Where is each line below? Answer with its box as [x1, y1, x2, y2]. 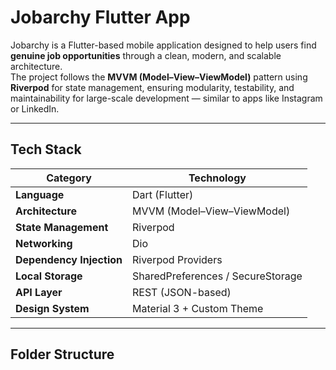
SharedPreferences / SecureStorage [132, 269, 303, 283]
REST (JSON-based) [132, 285, 232, 299]
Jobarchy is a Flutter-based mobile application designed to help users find [10, 39, 317, 51]
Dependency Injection [15, 252, 123, 266]
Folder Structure [10, 346, 115, 363]
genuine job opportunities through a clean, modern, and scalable [10, 49, 282, 61]
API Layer [15, 285, 63, 299]
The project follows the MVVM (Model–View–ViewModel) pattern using [10, 71, 308, 83]
